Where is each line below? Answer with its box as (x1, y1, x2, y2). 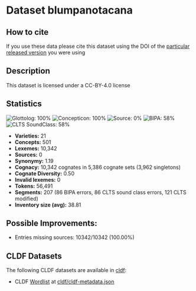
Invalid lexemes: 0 (14, 176, 61, 183)
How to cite (6, 27, 49, 37)
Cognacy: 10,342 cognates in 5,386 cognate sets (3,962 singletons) (14, 164, 181, 171)
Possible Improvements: (6, 218, 97, 228)
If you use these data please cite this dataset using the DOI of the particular (6, 42, 190, 50)
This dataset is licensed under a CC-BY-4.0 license (6, 81, 130, 89)
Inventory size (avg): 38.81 (14, 201, 81, 208)
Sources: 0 (14, 151, 43, 158)
